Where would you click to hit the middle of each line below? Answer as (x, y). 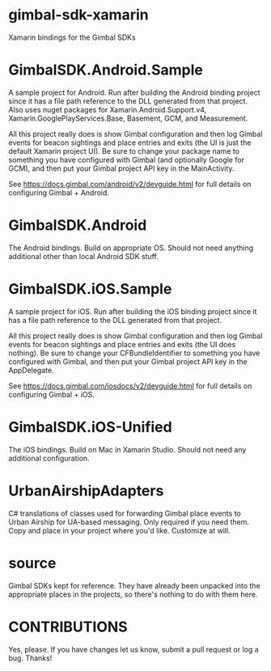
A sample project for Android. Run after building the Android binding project (134, 92)
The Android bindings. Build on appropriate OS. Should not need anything (131, 248)
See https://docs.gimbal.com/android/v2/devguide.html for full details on (130, 184)
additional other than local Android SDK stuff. (84, 256)
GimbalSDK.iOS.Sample (90, 289)
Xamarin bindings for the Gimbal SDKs (72, 37)
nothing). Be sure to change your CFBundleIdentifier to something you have (134, 353)
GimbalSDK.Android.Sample (106, 70)
